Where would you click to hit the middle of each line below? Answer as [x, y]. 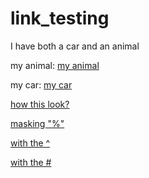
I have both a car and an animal [75, 46]
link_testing [60, 18]
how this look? [40, 104]
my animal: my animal [55, 65]
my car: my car [41, 84]
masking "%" [37, 123]
